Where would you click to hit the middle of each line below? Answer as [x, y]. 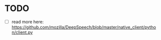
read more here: [28, 22]
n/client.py [22, 32]
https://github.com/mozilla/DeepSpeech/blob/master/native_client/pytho [84, 27]
